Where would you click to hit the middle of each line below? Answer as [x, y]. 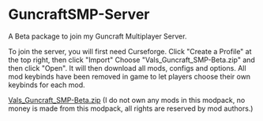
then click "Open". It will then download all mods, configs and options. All [127, 68]
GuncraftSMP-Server [79, 15]
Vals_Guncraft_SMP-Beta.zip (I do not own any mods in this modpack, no [127, 100]
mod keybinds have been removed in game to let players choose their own [130, 76]
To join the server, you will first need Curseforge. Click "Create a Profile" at [130, 51]
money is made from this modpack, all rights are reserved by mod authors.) [131, 108]
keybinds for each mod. [47, 85]
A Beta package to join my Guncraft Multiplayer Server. [98, 36]
